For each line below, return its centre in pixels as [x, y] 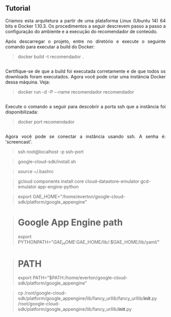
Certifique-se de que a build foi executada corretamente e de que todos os [85, 71]
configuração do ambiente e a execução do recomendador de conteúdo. [81, 31]
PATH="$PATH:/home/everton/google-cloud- [80, 278]
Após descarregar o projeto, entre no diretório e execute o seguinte [85, 41]
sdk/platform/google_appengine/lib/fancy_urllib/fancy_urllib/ [81, 298]
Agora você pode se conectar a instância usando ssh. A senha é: [85, 136]
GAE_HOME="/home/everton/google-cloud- [79, 196]
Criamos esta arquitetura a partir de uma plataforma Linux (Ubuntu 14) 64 [85, 20]
